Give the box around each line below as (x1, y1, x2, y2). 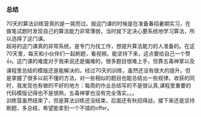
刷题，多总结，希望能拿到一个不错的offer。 (6, 104, 112, 112)
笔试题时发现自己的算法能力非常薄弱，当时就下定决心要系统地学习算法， (11, 28, 190, 35)
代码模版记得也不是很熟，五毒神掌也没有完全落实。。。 (6, 89, 138, 97)
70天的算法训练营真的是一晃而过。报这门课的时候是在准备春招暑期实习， (6, 20, 185, 28)
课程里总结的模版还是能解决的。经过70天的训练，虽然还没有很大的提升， (6, 67, 185, 74)
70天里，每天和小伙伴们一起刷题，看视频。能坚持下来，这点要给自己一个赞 (6, 50, 191, 58)
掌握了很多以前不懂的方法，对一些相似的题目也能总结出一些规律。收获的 (11, 74, 190, 82)
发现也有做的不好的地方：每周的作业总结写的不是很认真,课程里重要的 (22, 82, 191, 89)
